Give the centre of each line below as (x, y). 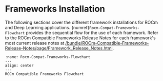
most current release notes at (35, 43)
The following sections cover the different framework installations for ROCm (81, 22)
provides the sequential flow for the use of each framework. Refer (92, 32)
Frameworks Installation (55, 9)
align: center (20, 65)
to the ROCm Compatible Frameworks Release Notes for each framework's (81, 38)
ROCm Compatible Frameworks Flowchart (44, 74)
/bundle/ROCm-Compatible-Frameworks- (107, 43)
